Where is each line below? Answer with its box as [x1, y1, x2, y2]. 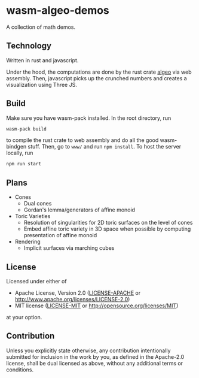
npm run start [6, 161, 42, 167]
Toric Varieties [14, 213, 51, 220]
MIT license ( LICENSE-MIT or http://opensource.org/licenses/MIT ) [14, 302, 179, 309]
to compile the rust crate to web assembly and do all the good [6, 137, 159, 144]
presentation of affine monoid [23, 232, 97, 239]
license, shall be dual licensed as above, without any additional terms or [6, 359, 183, 367]
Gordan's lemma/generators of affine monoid [23, 206, 136, 213]
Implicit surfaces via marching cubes [23, 244, 115, 252]
